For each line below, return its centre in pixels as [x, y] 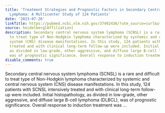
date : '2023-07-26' [25, 19]
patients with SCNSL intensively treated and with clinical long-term [73, 89]
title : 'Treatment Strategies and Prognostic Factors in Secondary [76, 10]
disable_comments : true [29, 60]
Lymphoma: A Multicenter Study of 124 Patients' [60, 14]
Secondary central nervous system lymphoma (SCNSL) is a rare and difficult [82, 74]
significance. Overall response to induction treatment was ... [66, 105]
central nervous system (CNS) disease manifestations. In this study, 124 [78, 85]
